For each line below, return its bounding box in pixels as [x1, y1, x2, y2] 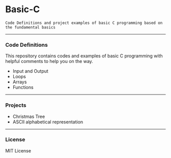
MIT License [5, 147, 32, 153]
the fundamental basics [5, 24, 56, 30]
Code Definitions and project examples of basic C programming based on [5, 20, 163, 25]
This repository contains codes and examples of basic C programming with [5, 53, 163, 59]
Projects [5, 102, 26, 109]
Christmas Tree [12, 113, 45, 119]
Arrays [12, 79, 27, 85]
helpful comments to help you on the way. [5, 58, 93, 65]
